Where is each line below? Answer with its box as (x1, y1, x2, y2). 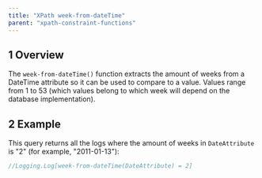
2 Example (8, 117, 61, 131)
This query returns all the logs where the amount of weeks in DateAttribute (8, 138, 255, 148)
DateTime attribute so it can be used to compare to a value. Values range (8, 78, 246, 87)
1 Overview (8, 48, 65, 62)
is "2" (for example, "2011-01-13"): (8, 147, 120, 157)
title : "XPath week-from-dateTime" (8, 11, 126, 20)
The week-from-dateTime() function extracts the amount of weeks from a (8, 69, 245, 79)
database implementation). (8, 94, 96, 104)
